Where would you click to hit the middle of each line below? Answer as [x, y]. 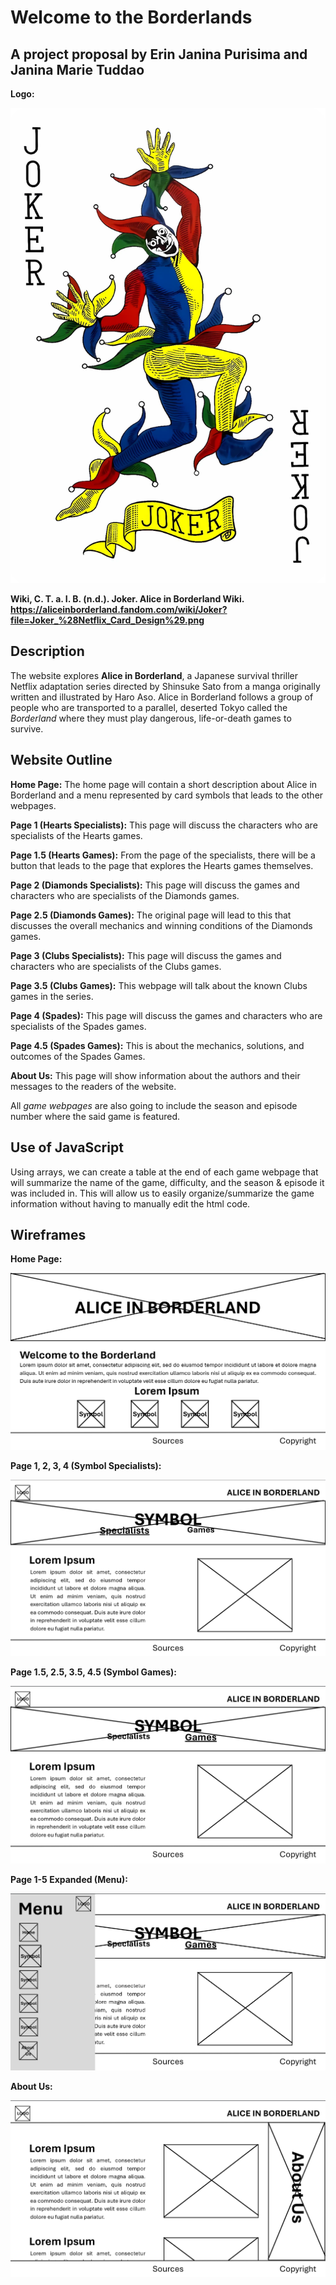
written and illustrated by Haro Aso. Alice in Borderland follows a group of [162, 697]
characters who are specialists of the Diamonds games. [125, 895]
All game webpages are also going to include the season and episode [154, 1105]
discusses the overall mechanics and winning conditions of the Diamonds [161, 925]
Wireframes [48, 1234]
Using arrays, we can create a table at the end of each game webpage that [164, 1172]
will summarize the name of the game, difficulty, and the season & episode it [167, 1182]
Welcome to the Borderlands [131, 17]
